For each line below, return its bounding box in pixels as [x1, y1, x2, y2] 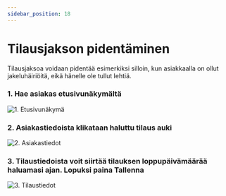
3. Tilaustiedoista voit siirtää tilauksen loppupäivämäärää [7, 157, 208, 166]
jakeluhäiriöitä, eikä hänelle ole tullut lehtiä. [7, 71, 132, 80]
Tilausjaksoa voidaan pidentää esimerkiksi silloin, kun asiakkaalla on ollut [7, 64, 220, 73]
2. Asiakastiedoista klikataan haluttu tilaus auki [7, 123, 172, 133]
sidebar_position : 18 [7, 10, 71, 18]
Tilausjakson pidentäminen [7, 40, 170, 56]
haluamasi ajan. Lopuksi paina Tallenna [7, 165, 144, 175]
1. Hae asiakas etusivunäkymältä [7, 89, 122, 99]
